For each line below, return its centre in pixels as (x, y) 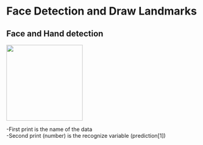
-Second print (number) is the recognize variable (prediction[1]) (86, 136)
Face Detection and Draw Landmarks (101, 11)
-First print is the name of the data (49, 129)
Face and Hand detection (55, 34)
